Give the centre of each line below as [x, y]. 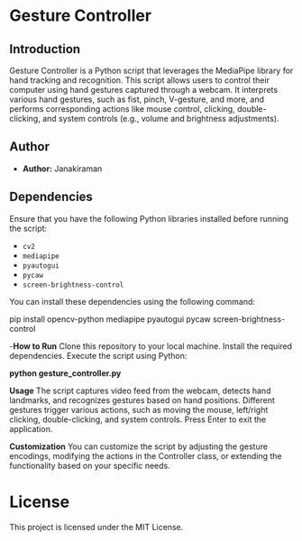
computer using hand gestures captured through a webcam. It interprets [143, 90]
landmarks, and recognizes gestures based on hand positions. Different [142, 400]
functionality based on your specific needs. [90, 465]
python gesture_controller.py [65, 373]
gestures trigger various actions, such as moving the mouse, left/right [139, 409]
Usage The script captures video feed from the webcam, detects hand [140, 390]
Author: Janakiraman [62, 169]
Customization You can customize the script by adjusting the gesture [139, 446]
